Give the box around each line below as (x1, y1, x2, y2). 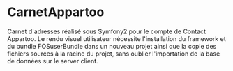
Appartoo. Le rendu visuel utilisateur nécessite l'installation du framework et (7, 34, 226, 42)
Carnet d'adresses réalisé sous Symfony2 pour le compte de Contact (7, 27, 206, 35)
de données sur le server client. (7, 56, 99, 65)
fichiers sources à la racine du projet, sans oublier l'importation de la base (7, 49, 220, 58)
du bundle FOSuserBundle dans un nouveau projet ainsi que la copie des (7, 42, 217, 50)
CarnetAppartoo (7, 4, 105, 20)
